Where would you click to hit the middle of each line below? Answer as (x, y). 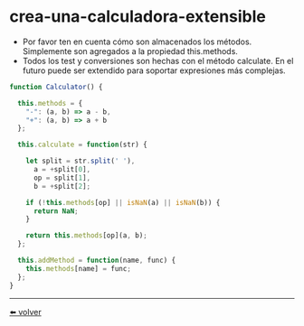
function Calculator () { (56, 87)
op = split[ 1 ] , (62, 178)
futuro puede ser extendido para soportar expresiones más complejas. (154, 70)
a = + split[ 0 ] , (62, 170)
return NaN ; (56, 211)
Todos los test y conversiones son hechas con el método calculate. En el (158, 61)
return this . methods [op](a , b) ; (86, 236)
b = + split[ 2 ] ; (62, 186)
